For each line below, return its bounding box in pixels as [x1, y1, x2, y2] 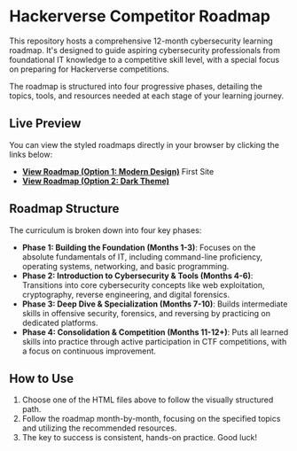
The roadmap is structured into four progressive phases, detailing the [9, 81, 263, 91]
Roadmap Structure [9, 201, 120, 216]
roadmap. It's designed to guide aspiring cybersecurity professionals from [9, 44, 281, 55]
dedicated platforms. [21, 317, 99, 328]
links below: [9, 149, 53, 159]
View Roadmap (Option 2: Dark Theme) [21, 175, 170, 186]
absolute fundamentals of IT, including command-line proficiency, [21, 251, 263, 262]
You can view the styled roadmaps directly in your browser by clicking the [9, 139, 279, 150]
